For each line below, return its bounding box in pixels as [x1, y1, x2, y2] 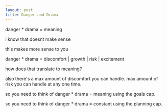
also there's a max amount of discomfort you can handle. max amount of [5, 75, 158, 81]
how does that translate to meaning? [5, 66, 82, 72]
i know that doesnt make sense [5, 36, 71, 42]
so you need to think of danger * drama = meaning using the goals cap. [5, 91, 156, 97]
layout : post [5, 7, 33, 13]
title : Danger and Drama [5, 12, 58, 17]
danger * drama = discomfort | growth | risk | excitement [5, 55, 124, 62]
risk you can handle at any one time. [5, 81, 82, 87]
